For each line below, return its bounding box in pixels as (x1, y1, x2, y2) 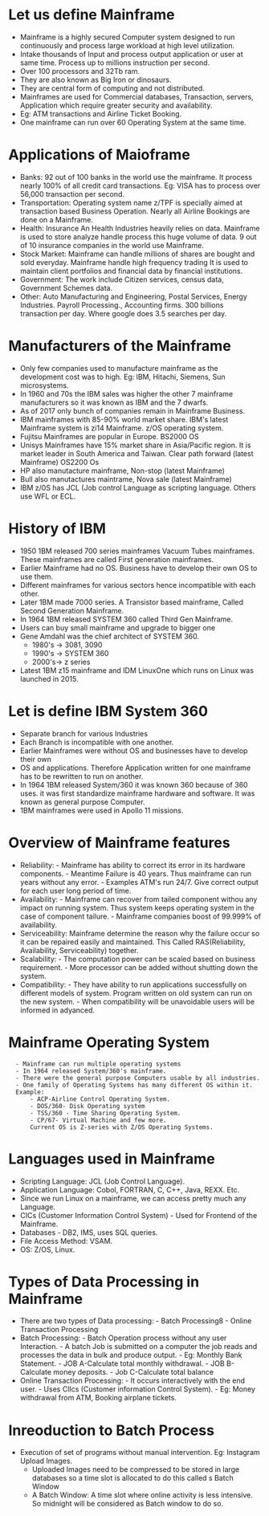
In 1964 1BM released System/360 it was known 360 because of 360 (19, 780, 248, 789)
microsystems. (19, 380, 69, 390)
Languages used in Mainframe (8, 1150, 215, 1168)
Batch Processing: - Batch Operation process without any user (19, 1333, 227, 1343)
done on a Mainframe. (19, 214, 94, 224)
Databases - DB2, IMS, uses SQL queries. (19, 1227, 158, 1237)
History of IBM (8, 520, 107, 537)
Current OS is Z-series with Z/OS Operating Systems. (29, 1123, 214, 1131)
